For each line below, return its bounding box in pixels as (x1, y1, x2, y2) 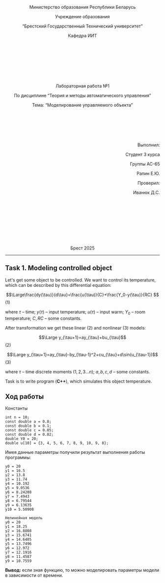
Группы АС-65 (130, 161, 160, 167)
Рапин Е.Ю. (137, 170, 160, 176)
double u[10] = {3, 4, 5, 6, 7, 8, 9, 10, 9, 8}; (5, 441, 109, 446)
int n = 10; (5, 415, 29, 420)
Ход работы (5, 392, 44, 401)
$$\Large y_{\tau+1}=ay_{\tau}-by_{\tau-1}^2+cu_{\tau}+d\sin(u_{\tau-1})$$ (7, 351, 158, 358)
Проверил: (137, 180, 160, 186)
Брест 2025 (70, 245, 95, 251)
